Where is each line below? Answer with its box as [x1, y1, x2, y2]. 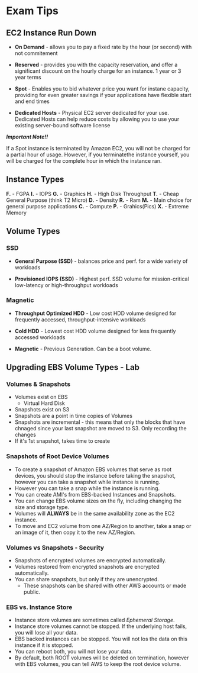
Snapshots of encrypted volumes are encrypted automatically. [14, 557, 167, 564]
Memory [6, 209, 27, 216]
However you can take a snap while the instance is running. [14, 484, 160, 492]
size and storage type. [14, 503, 70, 510]
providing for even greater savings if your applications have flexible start [14, 92, 191, 98]
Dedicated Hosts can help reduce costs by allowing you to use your [14, 115, 180, 123]
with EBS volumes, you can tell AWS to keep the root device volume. [14, 661, 181, 668]
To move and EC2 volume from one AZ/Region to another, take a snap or [14, 522, 191, 529]
